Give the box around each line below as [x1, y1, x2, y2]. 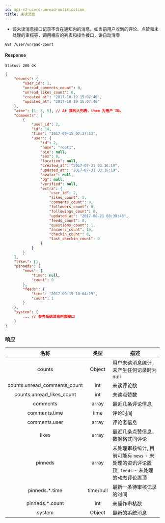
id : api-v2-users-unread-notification [5, 7, 84, 12]
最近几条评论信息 [112, 400, 152, 407]
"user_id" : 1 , [23, 81, 52, 86]
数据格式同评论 [112, 436, 147, 442]
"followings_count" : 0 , [49, 209, 98, 214]
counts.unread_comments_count [7, 382, 83, 389]
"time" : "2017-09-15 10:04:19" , [31, 291, 98, 296]
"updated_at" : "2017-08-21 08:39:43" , [49, 214, 129, 218]
